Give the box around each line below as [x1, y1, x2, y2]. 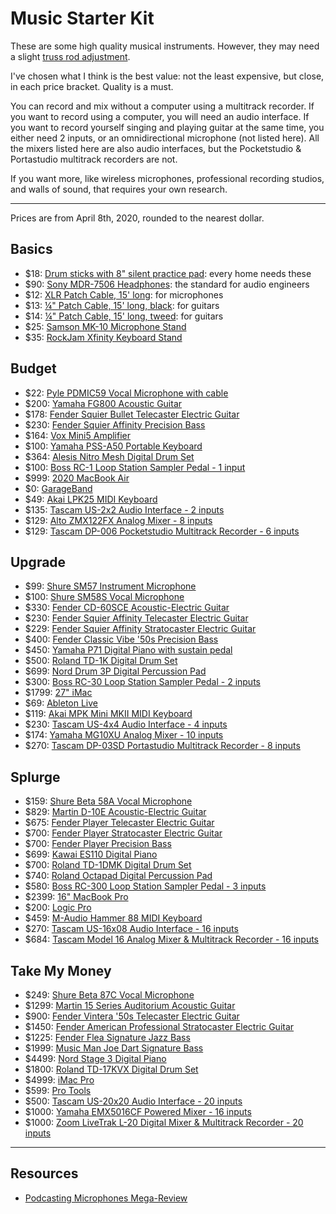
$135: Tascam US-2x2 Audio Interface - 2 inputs [24, 503, 225, 516]
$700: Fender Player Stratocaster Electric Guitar [24, 827, 223, 839]
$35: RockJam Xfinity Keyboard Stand [24, 331, 183, 343]
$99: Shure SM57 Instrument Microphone [24, 580, 197, 592]
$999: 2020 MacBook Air [24, 472, 130, 484]
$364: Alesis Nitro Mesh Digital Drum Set [24, 450, 195, 462]
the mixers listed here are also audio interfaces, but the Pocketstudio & [10, 142, 302, 154]
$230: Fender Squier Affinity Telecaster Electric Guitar [24, 612, 249, 624]
